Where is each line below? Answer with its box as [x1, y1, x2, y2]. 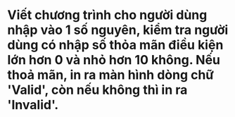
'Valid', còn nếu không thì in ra [7, 82, 188, 98]
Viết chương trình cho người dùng [7, 7, 208, 23]
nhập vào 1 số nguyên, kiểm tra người [7, 22, 229, 38]
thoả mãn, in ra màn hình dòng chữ [7, 67, 215, 83]
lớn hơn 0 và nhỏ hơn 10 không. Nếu [7, 52, 220, 68]
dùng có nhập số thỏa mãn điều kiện [7, 37, 224, 53]
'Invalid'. [7, 97, 59, 113]
